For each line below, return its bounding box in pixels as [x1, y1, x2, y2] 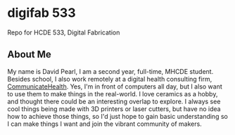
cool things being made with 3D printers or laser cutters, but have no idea [7, 104, 221, 113]
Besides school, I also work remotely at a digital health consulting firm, [7, 75, 212, 83]
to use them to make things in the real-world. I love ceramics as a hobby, [7, 89, 218, 98]
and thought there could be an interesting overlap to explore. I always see [7, 97, 221, 105]
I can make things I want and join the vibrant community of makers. [7, 120, 202, 128]
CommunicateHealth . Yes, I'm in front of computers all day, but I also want [7, 82, 223, 91]
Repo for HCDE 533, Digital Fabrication [7, 28, 120, 37]
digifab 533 [7, 5, 76, 21]
